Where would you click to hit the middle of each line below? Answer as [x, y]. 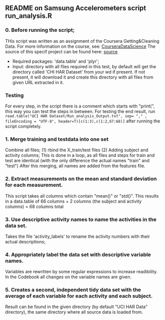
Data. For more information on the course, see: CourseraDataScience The [80, 46]
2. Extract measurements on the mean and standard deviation [81, 179]
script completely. [24, 126]
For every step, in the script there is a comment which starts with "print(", [80, 106]
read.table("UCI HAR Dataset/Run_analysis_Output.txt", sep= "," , [76, 116]
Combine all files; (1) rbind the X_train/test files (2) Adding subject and [77, 150]
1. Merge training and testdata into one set [57, 139]
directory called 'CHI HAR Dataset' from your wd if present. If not [79, 72]
